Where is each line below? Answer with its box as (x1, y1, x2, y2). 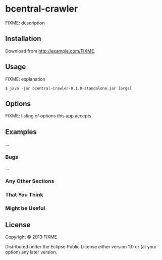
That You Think (5, 191, 43, 198)
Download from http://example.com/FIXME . (5, 48, 96, 54)
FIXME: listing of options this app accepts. (5, 113, 93, 119)
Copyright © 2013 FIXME (5, 234, 57, 240)
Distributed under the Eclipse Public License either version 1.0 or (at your (5, 244, 157, 250)
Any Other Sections (5, 178, 55, 185)
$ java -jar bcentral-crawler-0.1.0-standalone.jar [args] (5, 85, 132, 91)
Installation (5, 34, 41, 43)
